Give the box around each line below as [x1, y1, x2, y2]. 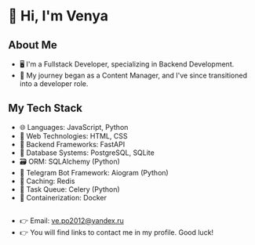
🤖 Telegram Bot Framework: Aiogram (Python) [19, 168, 169, 177]
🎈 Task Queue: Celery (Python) [19, 184, 120, 194]
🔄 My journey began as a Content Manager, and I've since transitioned [19, 70, 247, 80]
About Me [8, 38, 57, 52]
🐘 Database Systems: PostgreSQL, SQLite [19, 148, 155, 157]
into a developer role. [19, 79, 89, 88]
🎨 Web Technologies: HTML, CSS [19, 131, 128, 140]
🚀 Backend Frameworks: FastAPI [19, 139, 126, 149]
